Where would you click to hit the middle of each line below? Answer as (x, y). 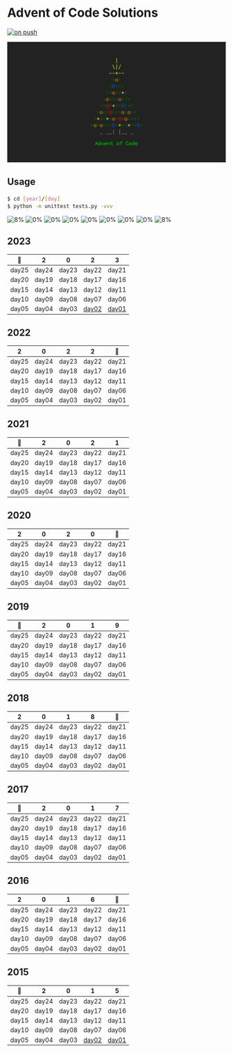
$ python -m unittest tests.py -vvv (60, 206)
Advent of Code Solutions (83, 13)
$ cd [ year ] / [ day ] (34, 199)
